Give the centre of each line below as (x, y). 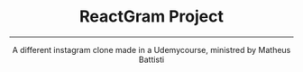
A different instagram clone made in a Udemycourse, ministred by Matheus (151, 49)
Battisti (151, 59)
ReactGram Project (151, 17)
